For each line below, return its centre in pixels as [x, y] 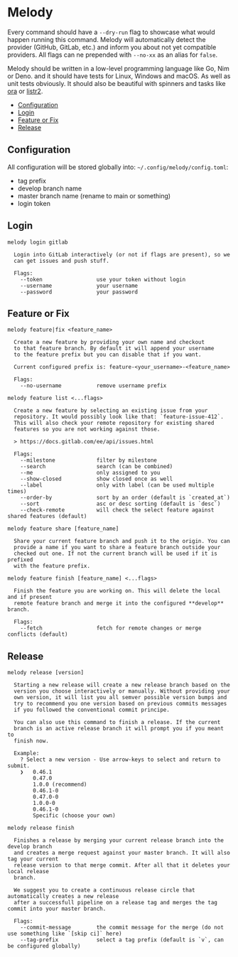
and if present [30, 598]
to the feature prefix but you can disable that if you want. [108, 355]
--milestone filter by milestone [89, 460]
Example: [27, 754]
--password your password [79, 292]
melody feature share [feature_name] [63, 529]
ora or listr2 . [25, 91]
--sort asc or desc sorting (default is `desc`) [120, 504]
